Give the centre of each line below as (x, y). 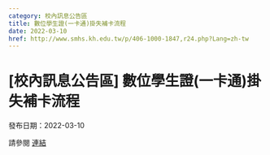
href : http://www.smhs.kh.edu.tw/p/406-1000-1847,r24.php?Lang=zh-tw (129, 39)
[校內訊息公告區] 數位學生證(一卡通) (128, 81)
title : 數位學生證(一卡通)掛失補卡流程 (67, 24)
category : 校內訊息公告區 (48, 16)
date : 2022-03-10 (38, 31)
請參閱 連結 (27, 143)
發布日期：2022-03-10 (47, 126)
